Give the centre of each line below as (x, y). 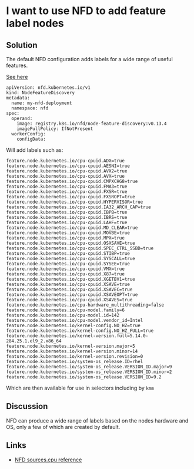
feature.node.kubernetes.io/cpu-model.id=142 (63, 315)
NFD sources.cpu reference (48, 460)
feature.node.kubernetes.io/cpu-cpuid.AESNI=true (68, 166)
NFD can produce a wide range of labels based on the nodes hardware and (97, 420)
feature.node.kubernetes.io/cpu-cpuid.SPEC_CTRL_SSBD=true (80, 248)
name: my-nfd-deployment (42, 103)
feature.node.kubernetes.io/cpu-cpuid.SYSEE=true (68, 264)
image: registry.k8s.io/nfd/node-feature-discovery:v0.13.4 (92, 124)
